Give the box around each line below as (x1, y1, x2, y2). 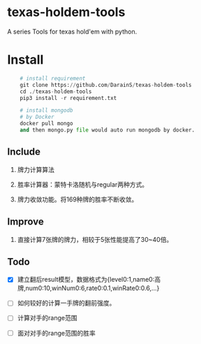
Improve (7, 216, 44, 228)
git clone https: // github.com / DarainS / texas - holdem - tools (20, 81, 192, 88)
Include (7, 146, 40, 158)
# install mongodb (20, 107, 73, 114)
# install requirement (20, 75, 86, 82)
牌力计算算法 (17, 165, 54, 173)
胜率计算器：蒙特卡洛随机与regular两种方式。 (17, 180, 149, 189)
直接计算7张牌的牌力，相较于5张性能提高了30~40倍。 (17, 235, 173, 243)
